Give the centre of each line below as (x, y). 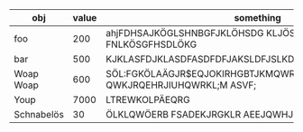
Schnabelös (39, 114)
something (257, 18)
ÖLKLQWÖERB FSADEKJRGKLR (173, 114)
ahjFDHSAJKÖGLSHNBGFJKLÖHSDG (184, 33)
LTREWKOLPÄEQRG (148, 100)
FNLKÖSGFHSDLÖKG (151, 44)
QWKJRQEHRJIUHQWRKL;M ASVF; (181, 85)
